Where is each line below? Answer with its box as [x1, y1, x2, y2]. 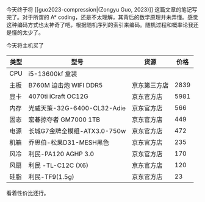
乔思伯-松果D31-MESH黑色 [28, 139, 110, 146]
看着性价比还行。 [6, 189, 49, 197]
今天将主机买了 [6, 42, 44, 49]
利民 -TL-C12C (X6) [28, 161, 89, 170]
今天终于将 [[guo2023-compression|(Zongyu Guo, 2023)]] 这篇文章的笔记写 [6, 6, 198, 13]
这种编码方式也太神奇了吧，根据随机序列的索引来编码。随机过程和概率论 [6, 21, 188, 28]
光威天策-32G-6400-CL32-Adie [28, 104, 126, 112]
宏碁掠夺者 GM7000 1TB [28, 115, 101, 124]
